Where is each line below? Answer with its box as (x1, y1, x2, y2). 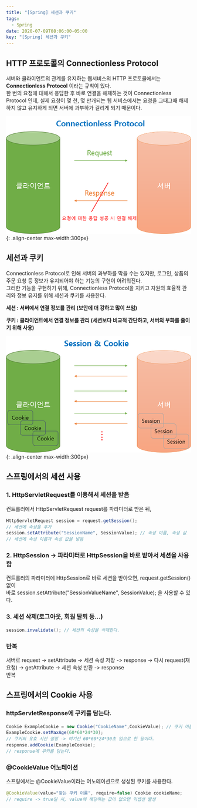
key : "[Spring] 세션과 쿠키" (6, 34, 72, 41)
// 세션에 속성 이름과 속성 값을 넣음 (6, 536, 84, 543)
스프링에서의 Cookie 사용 (6, 690, 93, 700)
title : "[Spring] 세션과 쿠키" (6, 9, 76, 15)
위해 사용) (12, 324, 35, 331)
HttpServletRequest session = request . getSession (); (6, 517, 138, 524)
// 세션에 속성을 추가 (6, 524, 52, 530)
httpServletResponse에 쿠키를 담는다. (6, 709, 112, 718)
